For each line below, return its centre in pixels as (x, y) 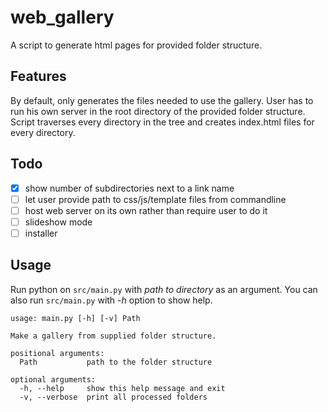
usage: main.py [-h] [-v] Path (75, 318)
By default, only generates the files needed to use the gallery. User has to (162, 100)
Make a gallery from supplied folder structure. (113, 336)
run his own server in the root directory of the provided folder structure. (158, 111)
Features (38, 76)
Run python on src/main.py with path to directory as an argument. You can (164, 289)
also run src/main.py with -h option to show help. (111, 300)
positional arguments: (57, 353)
